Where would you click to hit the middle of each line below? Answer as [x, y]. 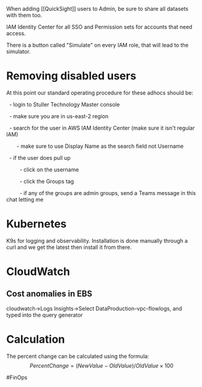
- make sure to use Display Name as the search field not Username [100, 146]
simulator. [18, 51]
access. [16, 33]
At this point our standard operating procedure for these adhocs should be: [100, 93]
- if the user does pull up [40, 157]
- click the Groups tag [47, 181]
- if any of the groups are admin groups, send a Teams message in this [108, 193]
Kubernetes [37, 224]
